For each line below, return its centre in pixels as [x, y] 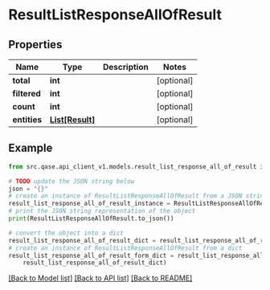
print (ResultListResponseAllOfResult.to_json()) [91, 219]
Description [126, 67]
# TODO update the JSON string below [72, 181]
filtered [27, 94]
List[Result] [72, 120]
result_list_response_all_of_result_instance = [90, 204]
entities [27, 120]
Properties [35, 45]
